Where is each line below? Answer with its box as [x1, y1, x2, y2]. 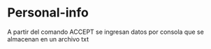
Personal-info [7, 5, 89, 21]
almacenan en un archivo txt [7, 35, 89, 43]
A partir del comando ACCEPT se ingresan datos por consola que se [7, 28, 204, 36]
